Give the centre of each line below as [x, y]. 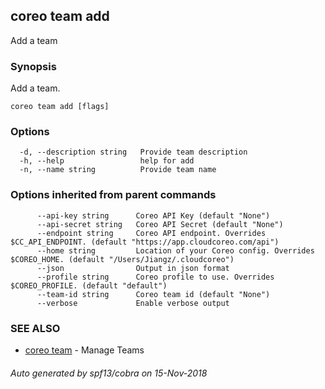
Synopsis [33, 66]
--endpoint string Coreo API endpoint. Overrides [151, 233]
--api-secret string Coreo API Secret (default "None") [160, 224]
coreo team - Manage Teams [84, 350]
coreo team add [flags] [60, 107]
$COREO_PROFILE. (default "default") [89, 285]
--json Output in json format [133, 268]
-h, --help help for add [107, 161]
